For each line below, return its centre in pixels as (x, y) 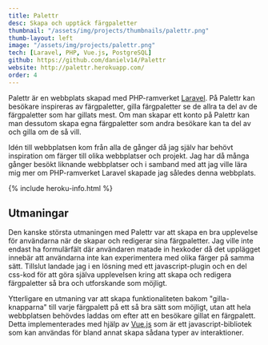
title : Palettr (34, 16)
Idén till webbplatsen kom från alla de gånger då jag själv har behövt (121, 147)
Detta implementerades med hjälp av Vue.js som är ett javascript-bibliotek (130, 324)
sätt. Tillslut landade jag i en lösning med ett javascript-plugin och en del (128, 266)
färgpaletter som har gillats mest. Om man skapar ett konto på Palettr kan (129, 115)
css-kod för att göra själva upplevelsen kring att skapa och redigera (120, 275)
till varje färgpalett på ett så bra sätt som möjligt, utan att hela (150, 307)
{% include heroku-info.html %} (61, 188)
